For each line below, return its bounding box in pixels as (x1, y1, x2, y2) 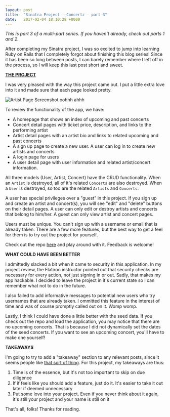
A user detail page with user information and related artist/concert (12, 159, 151, 165)
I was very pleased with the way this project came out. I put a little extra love (5, 81, 165, 88)
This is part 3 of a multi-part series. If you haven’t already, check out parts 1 (5, 31, 165, 37)
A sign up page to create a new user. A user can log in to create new (12, 143, 155, 149)
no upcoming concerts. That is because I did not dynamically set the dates (5, 324, 161, 330)
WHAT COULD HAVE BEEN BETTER (5, 252, 80, 258)
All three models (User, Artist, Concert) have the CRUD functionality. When (5, 175, 161, 181)
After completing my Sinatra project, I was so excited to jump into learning (5, 46, 159, 52)
